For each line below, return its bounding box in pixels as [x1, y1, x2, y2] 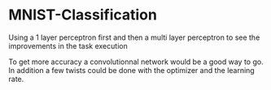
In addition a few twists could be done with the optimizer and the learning [8, 65, 255, 75]
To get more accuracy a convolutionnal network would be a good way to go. [8, 57, 264, 66]
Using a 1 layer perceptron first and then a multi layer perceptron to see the [8, 32, 260, 42]
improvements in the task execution [8, 41, 128, 50]
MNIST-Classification [8, 6, 157, 24]
